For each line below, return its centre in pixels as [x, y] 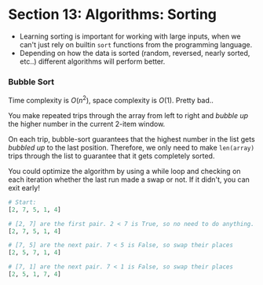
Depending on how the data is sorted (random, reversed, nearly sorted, [135, 53]
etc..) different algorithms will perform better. [92, 61]
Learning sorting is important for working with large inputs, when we [130, 36]
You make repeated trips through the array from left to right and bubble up [128, 115]
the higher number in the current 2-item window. [87, 124]
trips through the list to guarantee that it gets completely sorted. [111, 156]
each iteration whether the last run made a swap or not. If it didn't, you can [129, 180]
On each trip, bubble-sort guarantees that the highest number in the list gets [131, 139]
